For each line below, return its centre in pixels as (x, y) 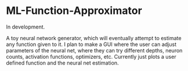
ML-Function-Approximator (74, 11)
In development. (25, 27)
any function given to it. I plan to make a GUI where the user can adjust (91, 44)
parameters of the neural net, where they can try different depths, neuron (94, 50)
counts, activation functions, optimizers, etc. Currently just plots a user (91, 56)
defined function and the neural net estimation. (62, 63)
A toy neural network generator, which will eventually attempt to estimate (94, 38)
